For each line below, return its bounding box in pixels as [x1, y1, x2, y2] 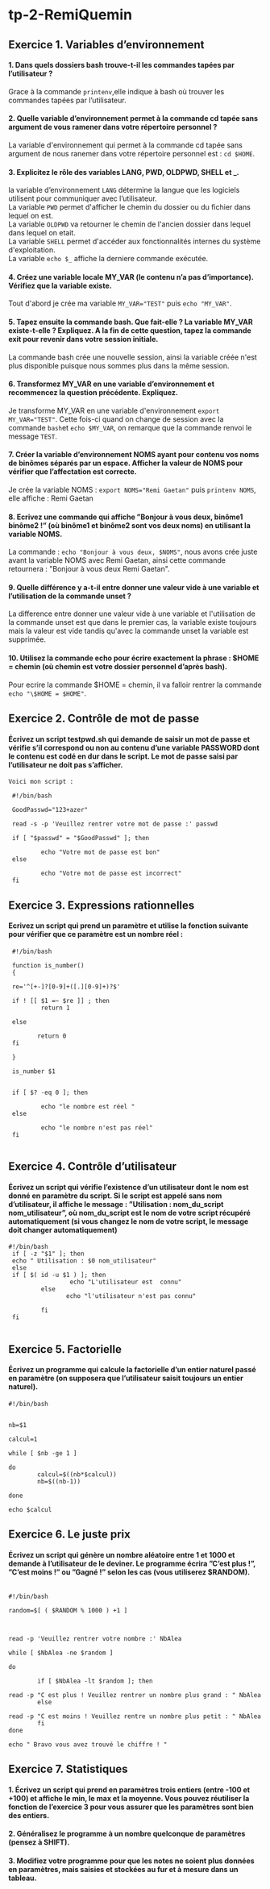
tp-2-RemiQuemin [8, 6, 133, 24]
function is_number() [11, 961, 85, 969]
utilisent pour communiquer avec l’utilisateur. [8, 193, 157, 203]
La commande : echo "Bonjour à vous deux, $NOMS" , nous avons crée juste [8, 547, 258, 557]
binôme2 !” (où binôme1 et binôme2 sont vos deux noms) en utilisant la [8, 520, 251, 530]
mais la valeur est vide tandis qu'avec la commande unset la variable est [8, 626, 249, 636]
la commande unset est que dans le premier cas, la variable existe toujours [8, 618, 257, 627]
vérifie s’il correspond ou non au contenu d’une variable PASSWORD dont [8, 743, 260, 752]
